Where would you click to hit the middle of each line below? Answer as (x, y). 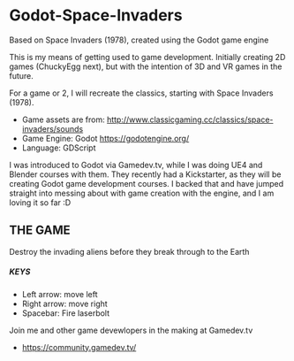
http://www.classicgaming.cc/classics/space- (190, 119)
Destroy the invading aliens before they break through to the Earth (129, 251)
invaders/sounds (53, 128)
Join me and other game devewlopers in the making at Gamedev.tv (131, 330)
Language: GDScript (59, 148)
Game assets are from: (63, 119)
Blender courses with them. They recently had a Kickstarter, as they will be (145, 174)
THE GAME (40, 230)
